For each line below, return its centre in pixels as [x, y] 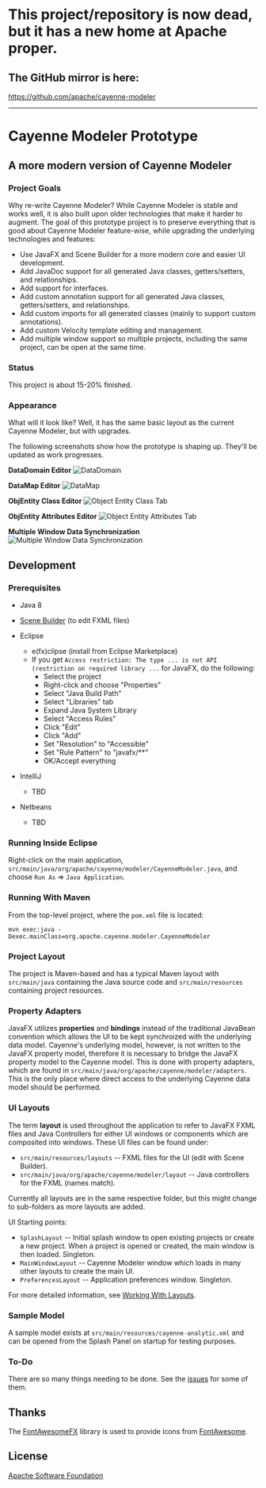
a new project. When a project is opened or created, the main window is [137, 1246]
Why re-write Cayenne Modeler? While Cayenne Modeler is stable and [123, 205]
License [28, 1457]
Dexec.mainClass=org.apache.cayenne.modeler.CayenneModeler [110, 936]
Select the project [72, 677]
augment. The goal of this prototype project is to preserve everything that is [132, 222]
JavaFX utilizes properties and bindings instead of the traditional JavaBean [132, 1029]
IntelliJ [30, 776]
